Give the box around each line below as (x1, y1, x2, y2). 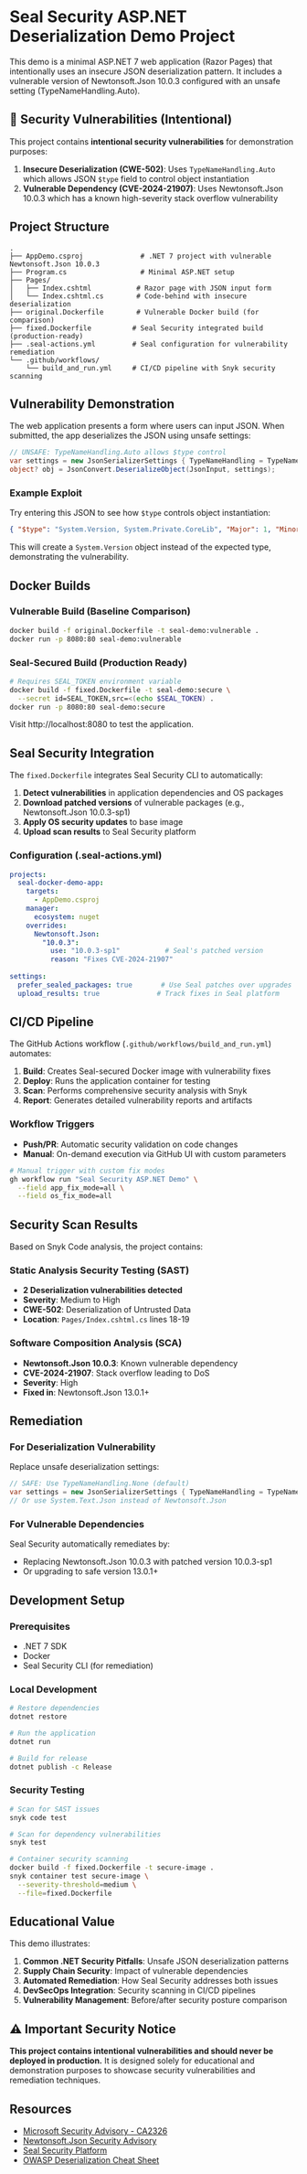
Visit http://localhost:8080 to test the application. (9, 719, 194, 730)
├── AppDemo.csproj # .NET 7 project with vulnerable (9, 252, 272, 261)
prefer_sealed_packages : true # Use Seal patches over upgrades (17, 980, 292, 990)
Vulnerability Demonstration (9, 396, 175, 412)
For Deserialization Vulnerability (9, 1440, 156, 1453)
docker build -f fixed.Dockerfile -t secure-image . (9, 1863, 215, 1872)
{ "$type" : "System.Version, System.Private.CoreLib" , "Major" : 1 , (9, 525, 272, 534)
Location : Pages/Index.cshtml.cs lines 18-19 (22, 1314, 190, 1325)
